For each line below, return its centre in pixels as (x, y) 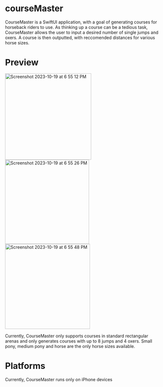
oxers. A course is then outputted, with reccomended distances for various (80, 38)
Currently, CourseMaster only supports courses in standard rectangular (77, 336)
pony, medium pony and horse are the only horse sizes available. (70, 346)
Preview (22, 63)
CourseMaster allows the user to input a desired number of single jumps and (82, 32)
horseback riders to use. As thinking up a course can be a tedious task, (76, 27)
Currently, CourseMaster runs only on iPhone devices (59, 379)
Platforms (25, 366)
